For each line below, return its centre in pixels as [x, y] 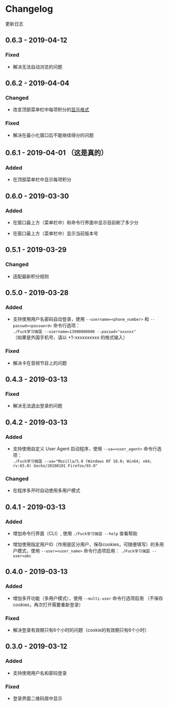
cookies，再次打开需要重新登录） [48, 604]
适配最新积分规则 [31, 276]
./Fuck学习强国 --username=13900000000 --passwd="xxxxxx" [74, 332]
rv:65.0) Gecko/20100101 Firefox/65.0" [55, 466]
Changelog [29, 9]
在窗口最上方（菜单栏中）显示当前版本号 [55, 233]
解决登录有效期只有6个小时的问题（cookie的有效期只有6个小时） [81, 630]
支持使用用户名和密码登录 [40, 673]
